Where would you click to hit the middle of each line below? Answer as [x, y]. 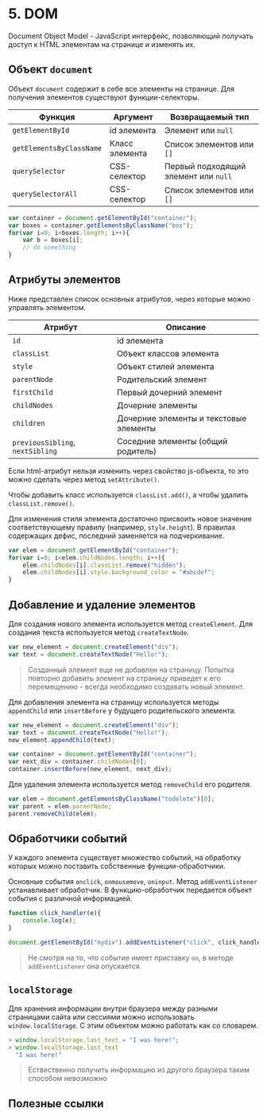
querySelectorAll [45, 194]
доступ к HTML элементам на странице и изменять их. [102, 44]
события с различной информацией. [70, 898]
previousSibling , [44, 442]
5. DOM [33, 14]
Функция [57, 116]
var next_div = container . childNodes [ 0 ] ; [78, 762]
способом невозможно [67, 1079]
